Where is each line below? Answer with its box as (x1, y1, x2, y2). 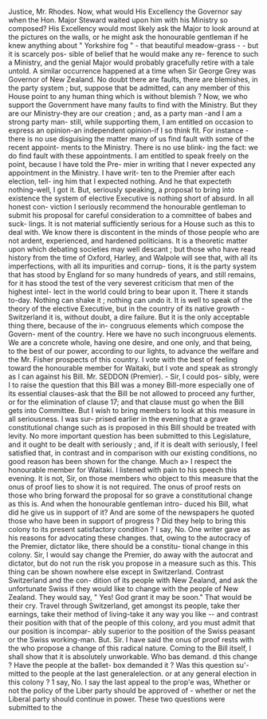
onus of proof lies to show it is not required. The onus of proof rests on (8, 483, 241, 491)
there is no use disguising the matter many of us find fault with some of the (8, 134, 255, 143)
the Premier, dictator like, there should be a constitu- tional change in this (8, 542, 249, 550)
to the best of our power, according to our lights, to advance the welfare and (8, 347, 259, 356)
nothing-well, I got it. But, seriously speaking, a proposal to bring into (8, 185, 235, 194)
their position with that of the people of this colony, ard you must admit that (8, 618, 256, 627)
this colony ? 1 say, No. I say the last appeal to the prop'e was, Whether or (8, 677, 251, 686)
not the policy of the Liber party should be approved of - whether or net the (8, 686, 257, 695)
